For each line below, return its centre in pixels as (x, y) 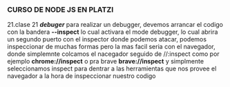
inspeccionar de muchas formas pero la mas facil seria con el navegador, (111, 47)
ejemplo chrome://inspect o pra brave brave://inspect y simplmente (106, 61)
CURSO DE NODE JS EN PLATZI (60, 10)
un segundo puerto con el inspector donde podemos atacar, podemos (107, 39)
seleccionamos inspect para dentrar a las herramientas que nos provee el (112, 69)
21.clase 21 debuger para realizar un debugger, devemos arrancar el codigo (115, 25)
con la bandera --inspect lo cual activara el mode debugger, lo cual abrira (113, 32)
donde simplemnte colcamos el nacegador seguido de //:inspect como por (113, 54)
